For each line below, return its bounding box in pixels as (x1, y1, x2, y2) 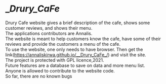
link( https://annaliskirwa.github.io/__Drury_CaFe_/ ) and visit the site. (5, 51, 147, 58)
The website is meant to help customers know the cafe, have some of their (5, 36, 161, 42)
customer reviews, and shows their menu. (5, 25, 93, 31)
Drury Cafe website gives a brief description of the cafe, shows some (5, 20, 150, 26)
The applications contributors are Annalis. (5, 30, 93, 36)
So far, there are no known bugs (5, 73, 72, 79)
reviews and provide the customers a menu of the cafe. (5, 41, 120, 47)
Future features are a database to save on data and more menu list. (5, 62, 145, 68)
